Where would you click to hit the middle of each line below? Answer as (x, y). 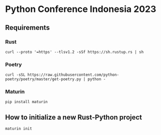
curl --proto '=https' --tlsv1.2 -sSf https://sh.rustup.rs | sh (74, 52)
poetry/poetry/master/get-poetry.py (43, 79)
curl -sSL (15, 75)
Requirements (27, 28)
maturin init (19, 129)
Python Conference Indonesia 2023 (81, 9)
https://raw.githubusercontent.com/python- (73, 75)
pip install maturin (27, 102)
